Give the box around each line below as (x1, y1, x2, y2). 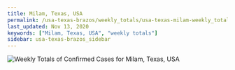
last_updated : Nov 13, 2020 (7, 23, 90, 30)
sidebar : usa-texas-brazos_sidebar (7, 36, 111, 43)
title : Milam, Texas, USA (7, 10, 83, 17)
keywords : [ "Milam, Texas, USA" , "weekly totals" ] (7, 29, 158, 37)
